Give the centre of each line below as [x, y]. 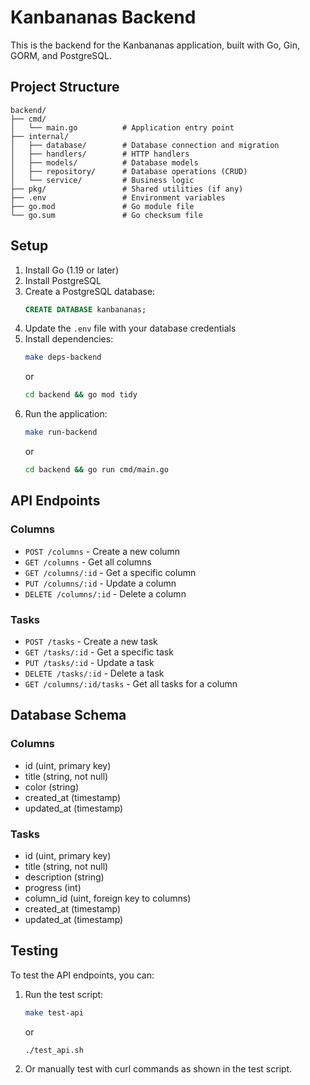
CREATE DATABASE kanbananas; [85, 309]
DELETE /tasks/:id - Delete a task [94, 673]
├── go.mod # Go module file [102, 206]
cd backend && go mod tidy [81, 395]
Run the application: [66, 414]
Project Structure [65, 87]
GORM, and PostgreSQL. [61, 55]
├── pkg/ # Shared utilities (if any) [127, 189]
